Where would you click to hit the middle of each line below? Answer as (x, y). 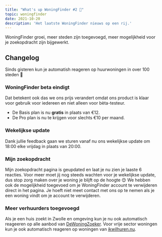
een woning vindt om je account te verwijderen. (53, 195)
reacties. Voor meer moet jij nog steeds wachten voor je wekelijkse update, (81, 174)
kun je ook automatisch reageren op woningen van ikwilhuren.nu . (71, 229)
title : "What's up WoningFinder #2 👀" (44, 10)
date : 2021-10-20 (23, 19)
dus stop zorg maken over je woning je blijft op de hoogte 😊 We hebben (78, 180)
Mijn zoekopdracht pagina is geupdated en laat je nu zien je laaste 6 (73, 170)
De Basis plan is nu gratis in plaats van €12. (56, 112)
